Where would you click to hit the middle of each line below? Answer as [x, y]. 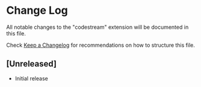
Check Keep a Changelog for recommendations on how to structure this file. [101, 45]
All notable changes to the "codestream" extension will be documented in [97, 27]
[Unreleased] [32, 64]
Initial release [31, 78]
